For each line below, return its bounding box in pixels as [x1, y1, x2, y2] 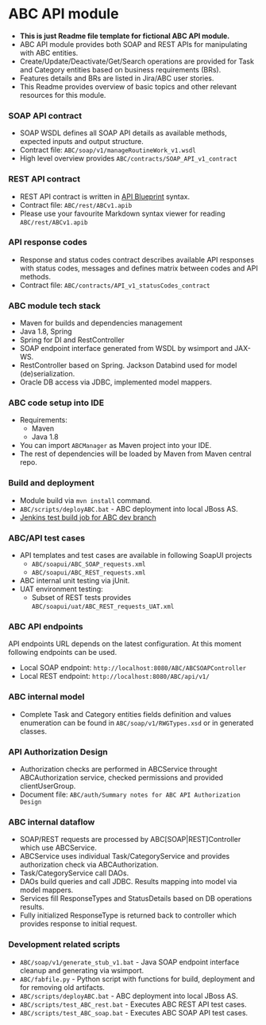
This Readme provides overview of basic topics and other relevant [19, 81, 237, 92]
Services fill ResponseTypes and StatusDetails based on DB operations [19, 894, 253, 903]
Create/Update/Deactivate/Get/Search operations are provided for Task [19, 57, 254, 66]
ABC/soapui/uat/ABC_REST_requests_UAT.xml [31, 602, 175, 611]
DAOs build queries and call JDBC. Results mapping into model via [19, 877, 237, 887]
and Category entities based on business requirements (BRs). [19, 64, 222, 74]
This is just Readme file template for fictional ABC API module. [19, 31, 230, 41]
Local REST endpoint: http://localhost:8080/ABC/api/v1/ [19, 672, 210, 681]
